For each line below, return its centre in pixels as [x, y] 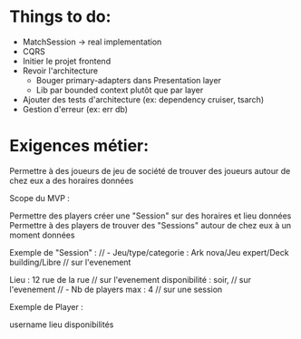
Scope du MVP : [40, 198]
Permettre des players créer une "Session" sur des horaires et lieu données [150, 216]
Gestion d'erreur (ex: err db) [75, 109]
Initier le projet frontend [67, 61]
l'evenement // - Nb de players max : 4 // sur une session [116, 289]
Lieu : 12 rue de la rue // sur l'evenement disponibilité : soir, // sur [131, 279]
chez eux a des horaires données [72, 180]
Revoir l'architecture [60, 71]
